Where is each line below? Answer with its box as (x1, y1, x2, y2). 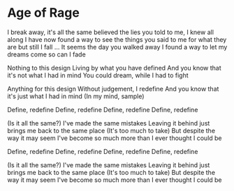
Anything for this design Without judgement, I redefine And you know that (7, 84, 219, 93)
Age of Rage (7, 5, 80, 21)
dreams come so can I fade (7, 50, 86, 59)
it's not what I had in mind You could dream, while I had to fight (7, 71, 189, 79)
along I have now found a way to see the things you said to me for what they (7, 35, 227, 43)
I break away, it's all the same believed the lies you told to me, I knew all (7, 28, 214, 36)
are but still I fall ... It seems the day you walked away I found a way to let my (7, 43, 228, 51)
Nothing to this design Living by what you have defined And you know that (7, 63, 221, 72)
